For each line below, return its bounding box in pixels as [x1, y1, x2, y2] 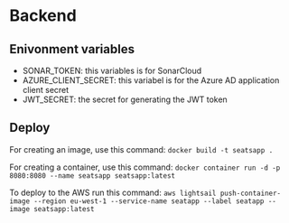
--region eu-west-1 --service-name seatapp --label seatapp [33, 196, 265, 206]
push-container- [219, 189, 282, 198]
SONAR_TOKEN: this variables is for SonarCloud [22, 65, 202, 76]
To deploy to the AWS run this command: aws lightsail [9, 187, 217, 198]
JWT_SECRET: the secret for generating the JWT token [22, 94, 228, 105]
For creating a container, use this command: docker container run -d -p [9, 162, 281, 172]
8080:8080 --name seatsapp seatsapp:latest [9, 171, 176, 181]
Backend [9, 5, 77, 26]
